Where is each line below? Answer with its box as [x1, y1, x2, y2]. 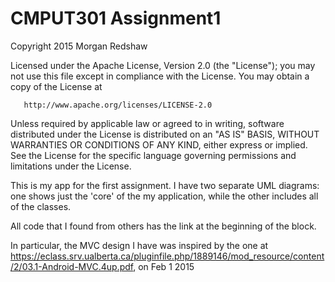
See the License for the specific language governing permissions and [10, 149, 297, 161]
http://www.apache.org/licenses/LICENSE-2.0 [23, 100, 213, 110]
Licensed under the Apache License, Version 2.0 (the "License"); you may [10, 59, 316, 71]
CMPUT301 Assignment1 [10, 7, 222, 30]
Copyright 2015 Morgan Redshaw [10, 40, 148, 52]
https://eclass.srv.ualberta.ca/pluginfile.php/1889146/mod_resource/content [10, 250, 325, 262]
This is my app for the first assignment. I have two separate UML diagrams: [10, 179, 320, 191]
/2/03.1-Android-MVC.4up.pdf [10, 260, 134, 272]
